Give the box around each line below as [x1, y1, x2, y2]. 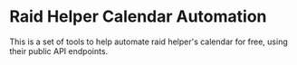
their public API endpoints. [9, 45, 109, 56]
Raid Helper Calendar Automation [9, 6, 267, 27]
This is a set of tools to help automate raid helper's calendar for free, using [9, 36, 288, 47]
